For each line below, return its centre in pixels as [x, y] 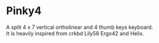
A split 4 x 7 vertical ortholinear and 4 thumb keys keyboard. [80, 27]
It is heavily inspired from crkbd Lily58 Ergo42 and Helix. [75, 33]
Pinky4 [24, 11]
